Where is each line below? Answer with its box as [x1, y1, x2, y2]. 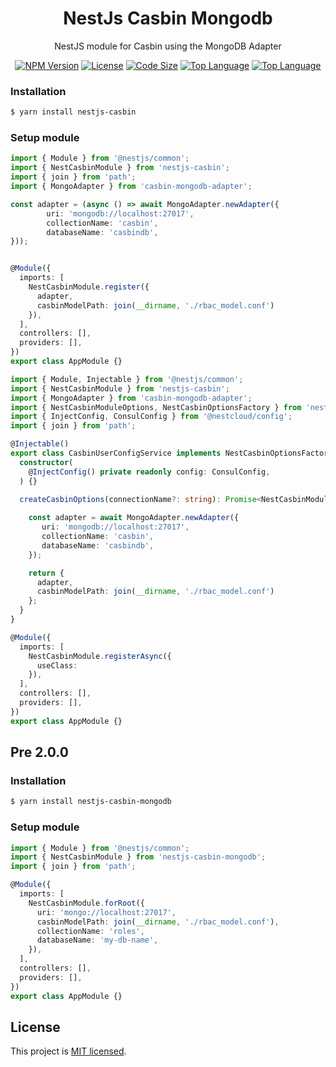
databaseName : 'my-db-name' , [36, 935, 159, 946]
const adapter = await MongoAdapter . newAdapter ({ [28, 513, 240, 523]
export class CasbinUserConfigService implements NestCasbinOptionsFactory [10, 448, 333, 459]
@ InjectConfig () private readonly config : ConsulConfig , [28, 467, 271, 477]
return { [28, 568, 65, 578]
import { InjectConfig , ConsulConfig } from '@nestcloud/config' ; [10, 412, 293, 422]
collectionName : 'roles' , [36, 926, 145, 936]
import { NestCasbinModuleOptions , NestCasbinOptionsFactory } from [10, 402, 302, 412]
